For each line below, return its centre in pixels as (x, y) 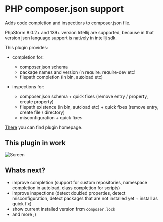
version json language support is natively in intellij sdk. (61, 38)
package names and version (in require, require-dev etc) (78, 72)
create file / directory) (42, 112)
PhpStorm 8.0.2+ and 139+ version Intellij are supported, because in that (80, 32)
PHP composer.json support (65, 9)
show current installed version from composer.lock (64, 209)
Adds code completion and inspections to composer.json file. (68, 23)
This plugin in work (35, 143)
